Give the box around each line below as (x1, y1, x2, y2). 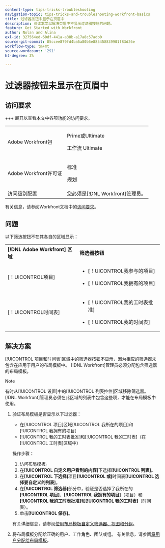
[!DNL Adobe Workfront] (7, 246, 66, 253)
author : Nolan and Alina (5, 30, 56, 35)
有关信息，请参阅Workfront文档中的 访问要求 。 (5, 204, 99, 210)
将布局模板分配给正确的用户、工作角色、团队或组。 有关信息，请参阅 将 (12, 531, 156, 537)
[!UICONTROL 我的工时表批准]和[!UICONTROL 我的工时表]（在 (19, 434, 146, 440)
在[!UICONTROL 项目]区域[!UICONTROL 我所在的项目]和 (19, 422, 134, 427)
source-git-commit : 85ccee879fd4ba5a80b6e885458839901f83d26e (5, 39, 135, 44)
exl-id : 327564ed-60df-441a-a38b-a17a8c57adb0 (5, 35, 102, 40)
